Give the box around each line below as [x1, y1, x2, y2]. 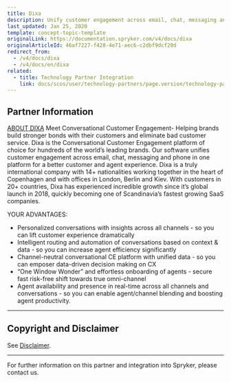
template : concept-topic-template [7, 29, 107, 36]
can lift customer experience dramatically [16, 231, 135, 239]
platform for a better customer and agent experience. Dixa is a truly [7, 161, 198, 169]
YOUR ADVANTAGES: [7, 210, 68, 218]
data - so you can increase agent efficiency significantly [16, 245, 177, 254]
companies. [7, 197, 41, 205]
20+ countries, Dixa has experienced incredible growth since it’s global [7, 183, 208, 191]
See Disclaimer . [7, 341, 52, 349]
